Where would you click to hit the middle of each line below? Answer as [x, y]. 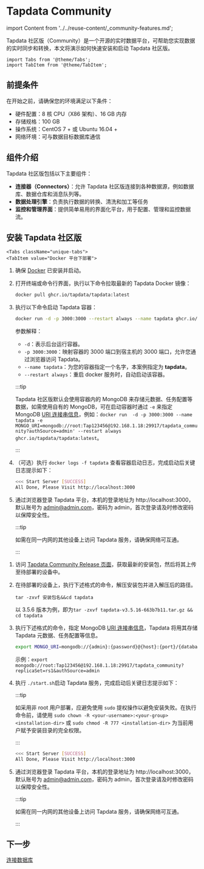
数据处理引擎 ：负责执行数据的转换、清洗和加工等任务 [82, 201]
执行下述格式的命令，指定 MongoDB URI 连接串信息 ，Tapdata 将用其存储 [106, 628]
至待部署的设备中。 [39, 572]
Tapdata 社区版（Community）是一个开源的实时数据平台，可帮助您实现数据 [101, 40]
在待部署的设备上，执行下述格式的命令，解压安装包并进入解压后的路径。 [105, 585]
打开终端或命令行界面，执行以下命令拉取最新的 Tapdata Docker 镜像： [103, 283]
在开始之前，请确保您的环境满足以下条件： [59, 101]
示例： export [31, 659]
